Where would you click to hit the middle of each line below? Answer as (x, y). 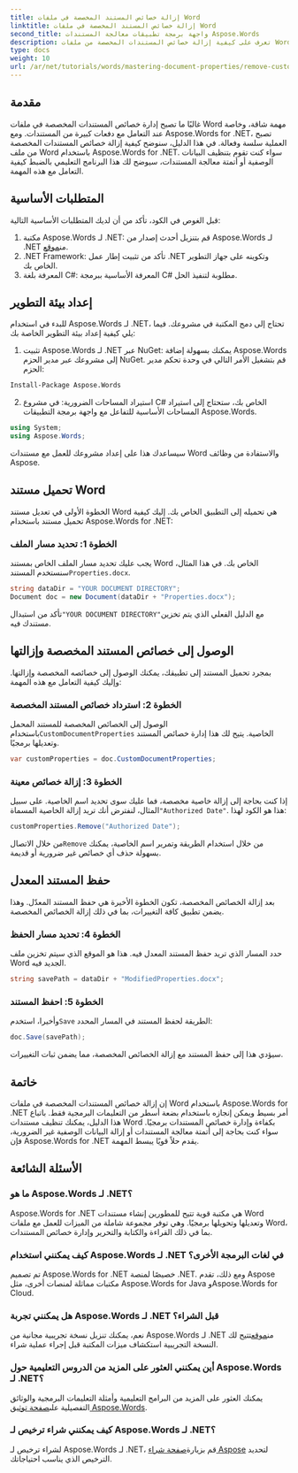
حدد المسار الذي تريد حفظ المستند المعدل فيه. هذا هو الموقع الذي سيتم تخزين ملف (146, 954)
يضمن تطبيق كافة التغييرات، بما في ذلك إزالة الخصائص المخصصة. (117, 911)
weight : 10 (30, 58)
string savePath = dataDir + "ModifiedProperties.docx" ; (117, 979)
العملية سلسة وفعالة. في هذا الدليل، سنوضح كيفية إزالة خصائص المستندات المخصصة (149, 142)
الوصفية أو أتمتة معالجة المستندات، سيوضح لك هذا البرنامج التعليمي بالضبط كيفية (142, 161)
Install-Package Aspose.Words (66, 386)
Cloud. (22, 1293)
